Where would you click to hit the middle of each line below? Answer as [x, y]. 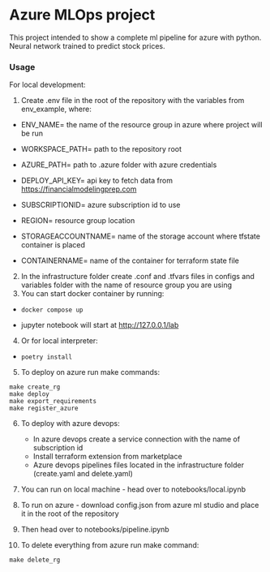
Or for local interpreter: [59, 341]
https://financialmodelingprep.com [79, 189]
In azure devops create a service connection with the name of [137, 439]
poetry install [47, 357]
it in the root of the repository [70, 514]
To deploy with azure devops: [70, 424]
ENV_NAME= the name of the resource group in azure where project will [141, 125]
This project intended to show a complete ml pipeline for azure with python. [135, 37]
